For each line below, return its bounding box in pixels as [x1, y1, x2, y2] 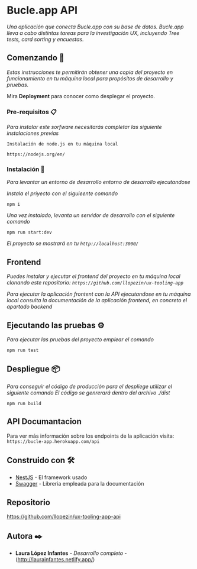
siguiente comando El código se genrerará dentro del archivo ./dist [7, 389, 170, 396]
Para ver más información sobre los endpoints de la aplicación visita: [7, 432, 175, 439]
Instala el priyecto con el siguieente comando [7, 190, 118, 197]
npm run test [7, 347, 39, 353]
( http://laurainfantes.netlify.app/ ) [15, 556, 95, 563]
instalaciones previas [7, 130, 59, 137]
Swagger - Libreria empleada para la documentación [15, 480, 144, 487]
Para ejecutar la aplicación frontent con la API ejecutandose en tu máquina [7, 290, 191, 298]
